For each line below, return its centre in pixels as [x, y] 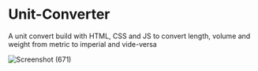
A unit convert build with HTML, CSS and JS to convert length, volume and [129, 36]
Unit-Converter [59, 14]
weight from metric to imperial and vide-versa [83, 44]
